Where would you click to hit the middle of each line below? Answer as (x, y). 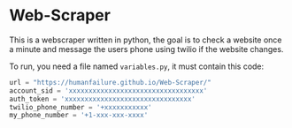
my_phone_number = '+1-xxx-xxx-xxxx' (79, 116)
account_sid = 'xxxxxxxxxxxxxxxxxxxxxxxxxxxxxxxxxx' (108, 90)
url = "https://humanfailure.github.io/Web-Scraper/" (111, 82)
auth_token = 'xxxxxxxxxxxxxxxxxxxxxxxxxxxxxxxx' (103, 99)
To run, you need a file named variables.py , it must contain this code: (137, 66)
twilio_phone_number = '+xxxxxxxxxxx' (81, 107)
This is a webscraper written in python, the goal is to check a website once (146, 40)
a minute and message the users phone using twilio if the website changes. (146, 49)
